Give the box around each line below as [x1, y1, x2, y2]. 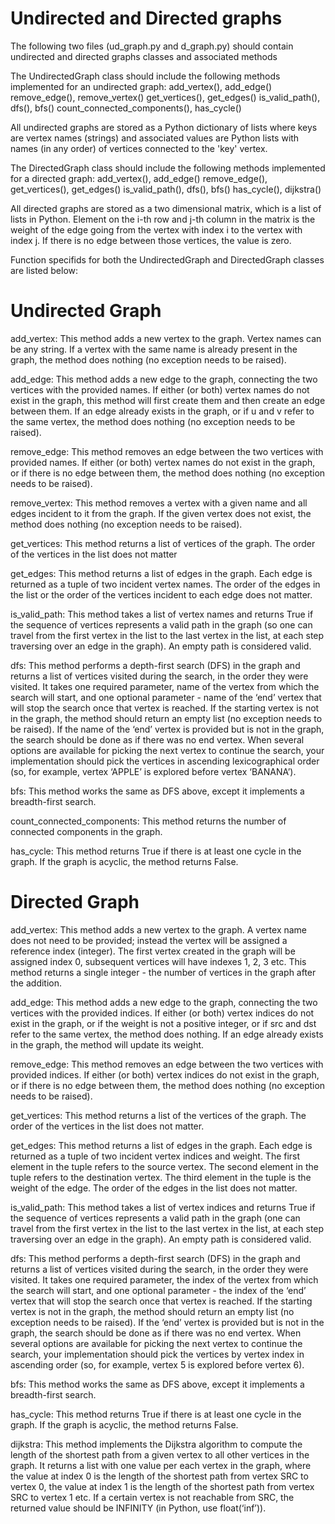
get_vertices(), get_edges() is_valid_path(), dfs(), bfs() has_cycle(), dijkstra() [10, 183, 322, 195]
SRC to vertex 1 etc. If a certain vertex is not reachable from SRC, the [10, 1491, 295, 1503]
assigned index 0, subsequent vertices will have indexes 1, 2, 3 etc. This [10, 955, 307, 967]
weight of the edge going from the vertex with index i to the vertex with [10, 223, 303, 236]
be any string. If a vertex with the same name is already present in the [10, 343, 298, 355]
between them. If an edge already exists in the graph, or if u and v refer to [10, 405, 315, 417]
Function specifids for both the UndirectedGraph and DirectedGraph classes [10, 253, 325, 266]
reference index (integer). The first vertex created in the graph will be [10, 945, 296, 957]
